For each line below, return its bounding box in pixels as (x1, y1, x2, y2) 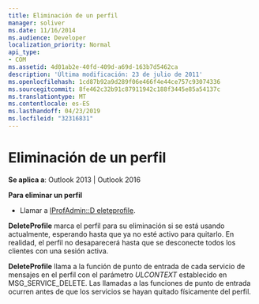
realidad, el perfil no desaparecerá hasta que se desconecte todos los (8, 237, 236, 247)
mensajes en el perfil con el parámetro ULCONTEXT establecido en (8, 270, 227, 279)
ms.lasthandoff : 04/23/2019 (8, 108, 101, 116)
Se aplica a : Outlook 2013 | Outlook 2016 (8, 175, 141, 184)
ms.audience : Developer (8, 33, 87, 42)
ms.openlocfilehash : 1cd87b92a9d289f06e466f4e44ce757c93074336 (8, 78, 221, 85)
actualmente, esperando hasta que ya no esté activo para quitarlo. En (8, 229, 235, 238)
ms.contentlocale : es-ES (8, 100, 90, 108)
